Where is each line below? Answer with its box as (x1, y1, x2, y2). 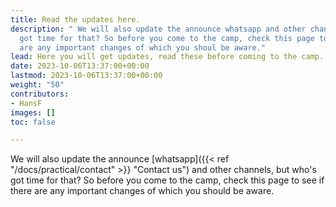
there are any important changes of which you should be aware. (10, 185, 275, 197)
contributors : (10, 89, 70, 99)
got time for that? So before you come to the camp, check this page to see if (10, 174, 325, 186)
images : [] (10, 107, 56, 118)
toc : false (10, 117, 56, 127)
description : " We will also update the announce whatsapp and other (10, 24, 307, 34)
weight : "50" (10, 80, 65, 90)
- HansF (10, 98, 43, 108)
